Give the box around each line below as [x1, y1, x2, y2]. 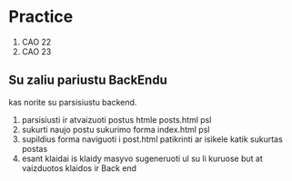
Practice [8, 6, 74, 27]
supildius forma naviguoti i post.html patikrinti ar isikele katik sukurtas [21, 134, 283, 145]
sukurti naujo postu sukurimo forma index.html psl [21, 124, 210, 135]
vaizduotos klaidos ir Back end [21, 162, 137, 174]
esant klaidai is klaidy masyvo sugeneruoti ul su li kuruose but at [21, 153, 263, 164]
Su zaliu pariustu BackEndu [8, 73, 167, 88]
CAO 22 [21, 36, 52, 47]
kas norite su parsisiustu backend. [8, 96, 137, 107]
